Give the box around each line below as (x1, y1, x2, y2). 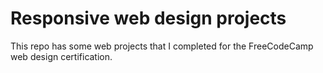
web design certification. (10, 50, 113, 62)
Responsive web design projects (10, 7, 287, 30)
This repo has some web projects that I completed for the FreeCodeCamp (10, 40, 314, 52)
